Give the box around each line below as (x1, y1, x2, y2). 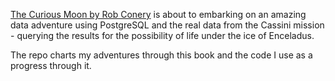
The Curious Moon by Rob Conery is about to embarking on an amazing (10, 9, 307, 20)
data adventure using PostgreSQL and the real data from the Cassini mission (10, 19, 325, 31)
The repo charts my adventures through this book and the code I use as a (10, 49, 313, 61)
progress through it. (10, 60, 92, 71)
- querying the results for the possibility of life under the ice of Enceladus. (10, 30, 315, 41)
